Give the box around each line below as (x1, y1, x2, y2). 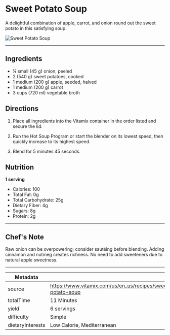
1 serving (5, 176, 25, 183)
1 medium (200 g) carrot (12, 84, 63, 90)
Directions (5, 105, 39, 113)
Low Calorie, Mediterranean (50, 322, 116, 329)
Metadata (14, 274, 39, 281)
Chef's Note (5, 232, 45, 241)
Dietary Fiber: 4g (12, 203, 48, 209)
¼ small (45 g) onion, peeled (12, 68, 72, 74)
